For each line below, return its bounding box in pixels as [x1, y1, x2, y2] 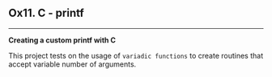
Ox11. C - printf [8, 6, 85, 20]
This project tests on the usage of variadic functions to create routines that [8, 51, 264, 60]
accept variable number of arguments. [8, 59, 137, 69]
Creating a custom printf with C [8, 35, 116, 45]
